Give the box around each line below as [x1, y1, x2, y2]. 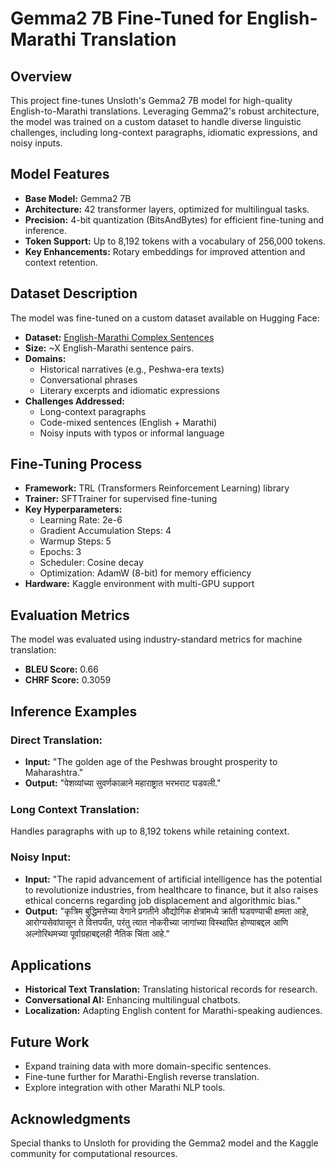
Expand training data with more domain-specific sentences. [24, 1060, 272, 1072]
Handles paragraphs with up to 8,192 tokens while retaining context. [10, 825, 290, 837]
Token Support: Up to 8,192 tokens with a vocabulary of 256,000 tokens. [24, 235, 326, 247]
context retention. [24, 256, 98, 268]
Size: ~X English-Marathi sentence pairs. [24, 342, 195, 354]
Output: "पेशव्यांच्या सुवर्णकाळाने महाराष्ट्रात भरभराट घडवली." [24, 777, 222, 789]
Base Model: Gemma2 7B [24, 192, 132, 204]
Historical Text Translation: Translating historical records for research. [24, 983, 318, 996]
